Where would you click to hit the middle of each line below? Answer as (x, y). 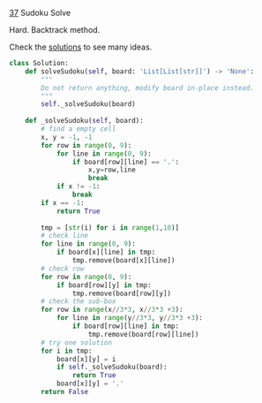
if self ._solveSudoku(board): (112, 367)
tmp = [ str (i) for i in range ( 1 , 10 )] (110, 228)
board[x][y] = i (86, 359)
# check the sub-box (79, 301)
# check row (63, 269)
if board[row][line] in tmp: (125, 326)
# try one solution (77, 342)
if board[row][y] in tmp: (104, 285)
